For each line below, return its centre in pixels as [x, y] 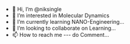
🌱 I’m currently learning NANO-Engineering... [68, 22]
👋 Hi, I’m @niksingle [37, 9]
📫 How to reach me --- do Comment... [60, 35]
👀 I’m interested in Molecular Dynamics [61, 15]
